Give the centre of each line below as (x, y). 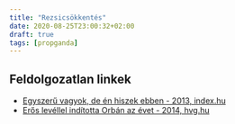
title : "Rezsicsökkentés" (58, 18)
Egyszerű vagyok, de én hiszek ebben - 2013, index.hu (124, 101)
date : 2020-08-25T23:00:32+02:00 (72, 26)
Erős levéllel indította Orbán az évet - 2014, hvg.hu (116, 111)
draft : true (32, 34)
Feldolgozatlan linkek (71, 79)
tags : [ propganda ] (44, 43)
